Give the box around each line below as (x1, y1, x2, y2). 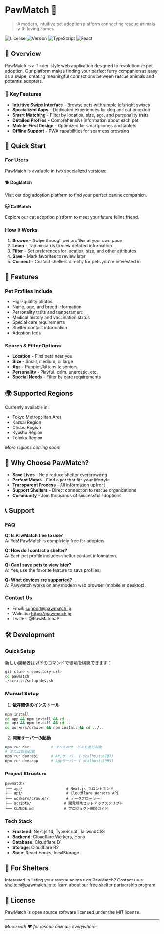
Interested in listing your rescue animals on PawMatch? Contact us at (5, 877, 144, 883)
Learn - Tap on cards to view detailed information (12, 243, 112, 249)
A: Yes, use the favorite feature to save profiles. (5, 567, 101, 573)
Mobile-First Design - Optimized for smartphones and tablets (12, 123, 137, 129)
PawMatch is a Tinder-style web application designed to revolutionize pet (5, 62, 153, 68)
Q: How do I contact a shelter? (5, 547, 67, 553)
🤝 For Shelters (5, 864, 49, 872)
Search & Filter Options (5, 342, 61, 349)
